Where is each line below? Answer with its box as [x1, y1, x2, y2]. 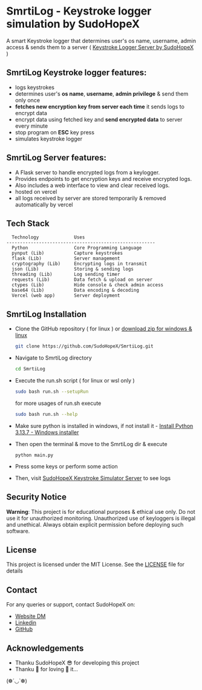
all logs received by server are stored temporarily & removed [15, 194, 166, 202]
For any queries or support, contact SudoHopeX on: [6, 601, 135, 608]
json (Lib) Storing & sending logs [11, 266, 134, 272]
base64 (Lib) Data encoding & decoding [11, 287, 139, 294]
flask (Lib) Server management [11, 255, 120, 261]
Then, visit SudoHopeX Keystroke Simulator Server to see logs [15, 474, 171, 482]
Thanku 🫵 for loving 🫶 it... [15, 665, 79, 672]
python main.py [15, 452, 54, 458]
